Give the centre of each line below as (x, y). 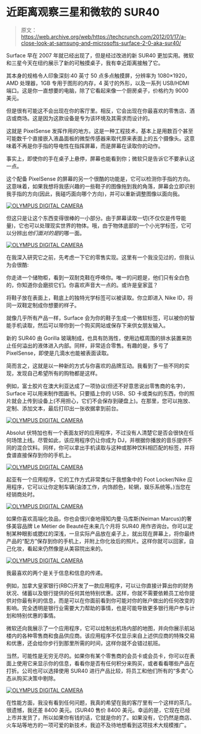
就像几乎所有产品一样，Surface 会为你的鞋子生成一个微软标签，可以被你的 (98, 318)
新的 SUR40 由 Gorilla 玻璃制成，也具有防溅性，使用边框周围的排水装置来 (97, 338)
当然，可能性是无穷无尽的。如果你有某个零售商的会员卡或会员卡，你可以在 (98, 656)
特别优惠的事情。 (37, 615)
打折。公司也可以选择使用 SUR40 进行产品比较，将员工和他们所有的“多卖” (97, 671)
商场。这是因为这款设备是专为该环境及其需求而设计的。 (85, 118)
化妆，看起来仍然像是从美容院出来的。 (58, 549)
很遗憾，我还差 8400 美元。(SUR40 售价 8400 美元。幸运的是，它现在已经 (98, 710)
